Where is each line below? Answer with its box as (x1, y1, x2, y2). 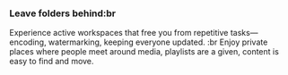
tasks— (230, 28, 258, 38)
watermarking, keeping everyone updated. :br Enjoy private (48, 37, 268, 47)
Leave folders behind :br (9, 7, 117, 20)
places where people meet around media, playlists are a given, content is (9, 46, 280, 57)
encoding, (9, 37, 47, 47)
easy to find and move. (9, 56, 94, 67)
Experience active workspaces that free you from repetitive (9, 28, 229, 38)
